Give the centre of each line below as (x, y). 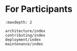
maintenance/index (24, 44)
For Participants (39, 9)
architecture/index (25, 31)
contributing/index (25, 35)
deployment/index (23, 40)
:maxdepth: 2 (19, 22)
